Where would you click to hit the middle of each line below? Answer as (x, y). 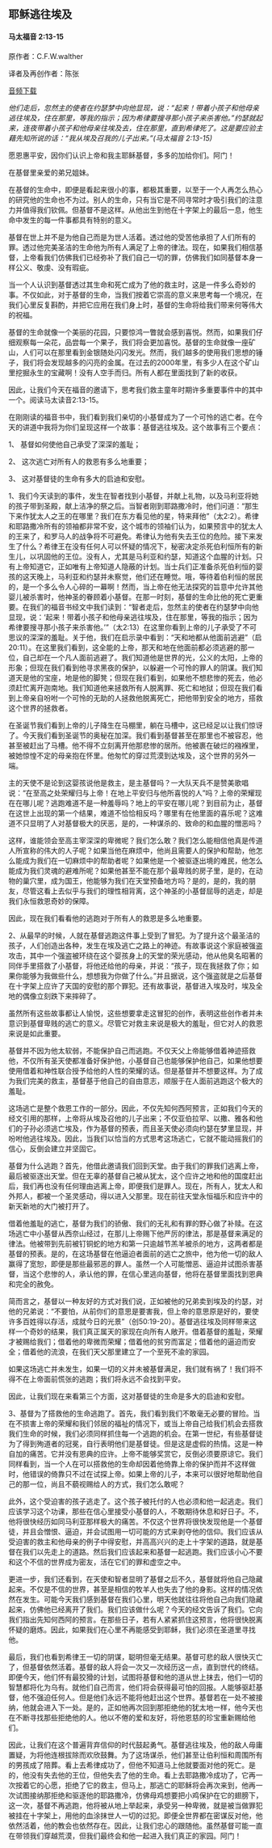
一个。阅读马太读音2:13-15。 (56, 399)
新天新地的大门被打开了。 (51, 1206)
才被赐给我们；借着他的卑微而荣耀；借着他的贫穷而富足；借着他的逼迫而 (128, 1341)
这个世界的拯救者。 (40, 708)
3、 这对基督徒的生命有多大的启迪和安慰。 (79, 479)
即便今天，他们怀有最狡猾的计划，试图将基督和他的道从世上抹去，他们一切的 (136, 1677)
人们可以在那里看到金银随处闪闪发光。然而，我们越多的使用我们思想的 (139, 352)
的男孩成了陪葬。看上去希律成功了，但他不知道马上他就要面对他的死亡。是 (132, 1765)
